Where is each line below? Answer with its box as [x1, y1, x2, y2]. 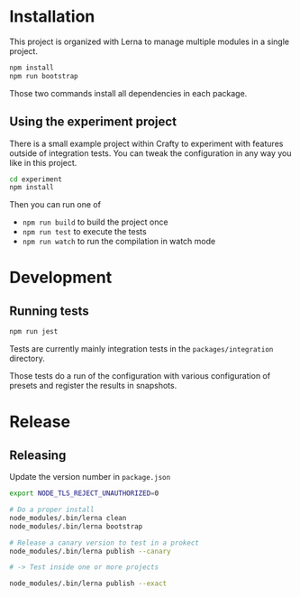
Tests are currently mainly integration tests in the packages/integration [9, 344, 274, 354]
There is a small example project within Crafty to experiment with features [9, 138, 284, 149]
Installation [9, 6, 95, 27]
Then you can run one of [9, 199, 102, 210]
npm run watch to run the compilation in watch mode [22, 236, 216, 247]
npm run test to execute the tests [22, 226, 147, 237]
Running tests [9, 303, 90, 318]
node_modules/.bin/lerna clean [9, 513, 127, 522]
